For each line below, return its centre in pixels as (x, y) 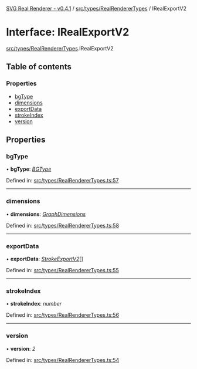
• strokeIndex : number (34, 304)
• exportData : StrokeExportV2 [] (45, 259)
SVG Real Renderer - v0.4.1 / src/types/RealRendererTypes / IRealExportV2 (96, 9)
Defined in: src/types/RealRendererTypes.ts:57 (62, 181)
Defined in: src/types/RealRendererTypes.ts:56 (62, 315)
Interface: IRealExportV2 (68, 32)
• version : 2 (21, 348)
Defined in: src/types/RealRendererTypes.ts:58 (62, 225)
